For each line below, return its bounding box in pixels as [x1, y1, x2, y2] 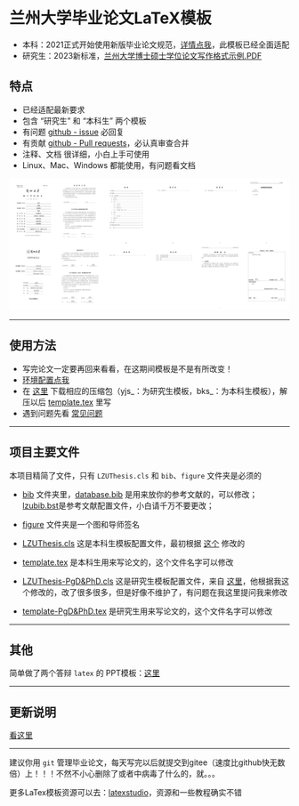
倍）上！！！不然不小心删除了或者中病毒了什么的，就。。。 [9, 769, 220, 779]
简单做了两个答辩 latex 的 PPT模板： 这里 [9, 668, 160, 679]
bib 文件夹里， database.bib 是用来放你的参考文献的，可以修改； [21, 488, 258, 499]
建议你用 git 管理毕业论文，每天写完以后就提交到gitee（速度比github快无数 [9, 757, 286, 768]
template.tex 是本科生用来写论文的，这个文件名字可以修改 [21, 557, 234, 568]
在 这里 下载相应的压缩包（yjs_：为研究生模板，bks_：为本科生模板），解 [21, 385, 287, 396]
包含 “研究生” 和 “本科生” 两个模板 [21, 115, 147, 125]
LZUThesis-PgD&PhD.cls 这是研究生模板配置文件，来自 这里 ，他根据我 [21, 576, 282, 586]
